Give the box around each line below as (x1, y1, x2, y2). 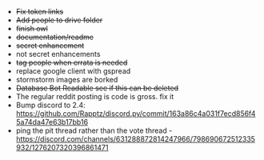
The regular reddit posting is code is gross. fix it (15, 92, 174, 101)
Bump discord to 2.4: (15, 100, 86, 110)
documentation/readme (15, 32, 94, 42)
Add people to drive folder (15, 15, 103, 25)
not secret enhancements (15, 50, 101, 58)
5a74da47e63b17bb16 (15, 118, 89, 126)
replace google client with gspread (15, 66, 131, 75)
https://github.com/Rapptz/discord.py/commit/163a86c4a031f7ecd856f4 (15, 109, 256, 118)
